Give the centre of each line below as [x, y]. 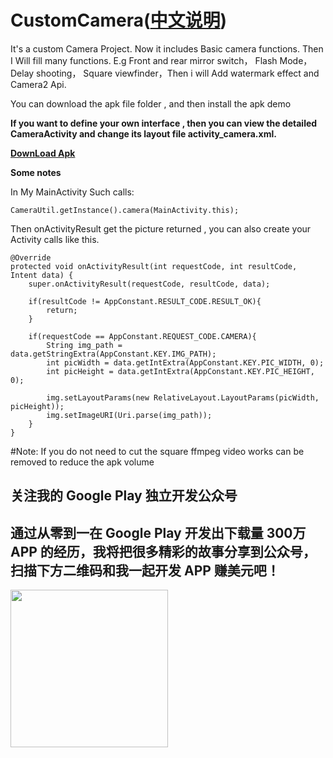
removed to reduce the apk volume [82, 462]
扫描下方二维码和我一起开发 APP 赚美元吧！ [145, 570]
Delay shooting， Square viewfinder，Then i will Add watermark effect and [165, 73]
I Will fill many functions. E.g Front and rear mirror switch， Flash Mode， [161, 60]
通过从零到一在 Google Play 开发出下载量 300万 [158, 532]
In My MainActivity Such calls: [72, 192]
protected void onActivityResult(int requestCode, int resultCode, [154, 266]
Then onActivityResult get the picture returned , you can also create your [161, 228]
